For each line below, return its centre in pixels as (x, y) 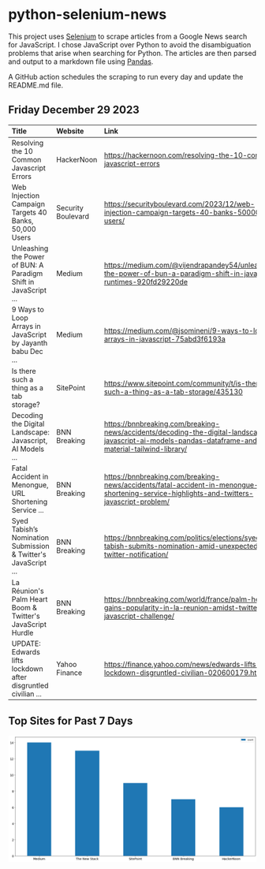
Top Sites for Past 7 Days (71, 720)
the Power (28, 257)
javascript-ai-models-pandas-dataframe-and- (183, 440)
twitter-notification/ (136, 554)
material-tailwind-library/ (146, 449)
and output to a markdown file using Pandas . (81, 62)
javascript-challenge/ (139, 616)
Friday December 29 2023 (74, 110)
